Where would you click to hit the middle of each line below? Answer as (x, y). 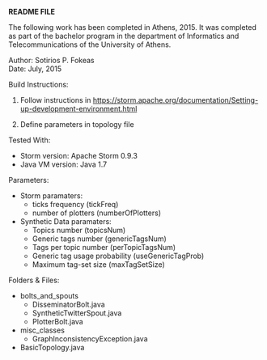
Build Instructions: (38, 85)
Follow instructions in (55, 100)
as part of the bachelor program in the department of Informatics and (124, 36)
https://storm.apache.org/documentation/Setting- (176, 100)
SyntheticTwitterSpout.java (77, 313)
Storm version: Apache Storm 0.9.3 (78, 156)
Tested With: (30, 140)
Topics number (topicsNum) (79, 230)
